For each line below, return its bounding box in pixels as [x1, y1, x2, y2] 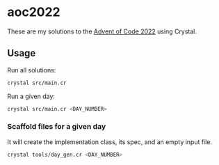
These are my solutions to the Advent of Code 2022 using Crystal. [7, 27, 197, 36]
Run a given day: [7, 92, 56, 100]
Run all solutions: [7, 65, 56, 74]
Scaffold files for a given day [7, 122, 106, 132]
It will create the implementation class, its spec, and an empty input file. [7, 137, 213, 146]
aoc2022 [7, 4, 60, 20]
